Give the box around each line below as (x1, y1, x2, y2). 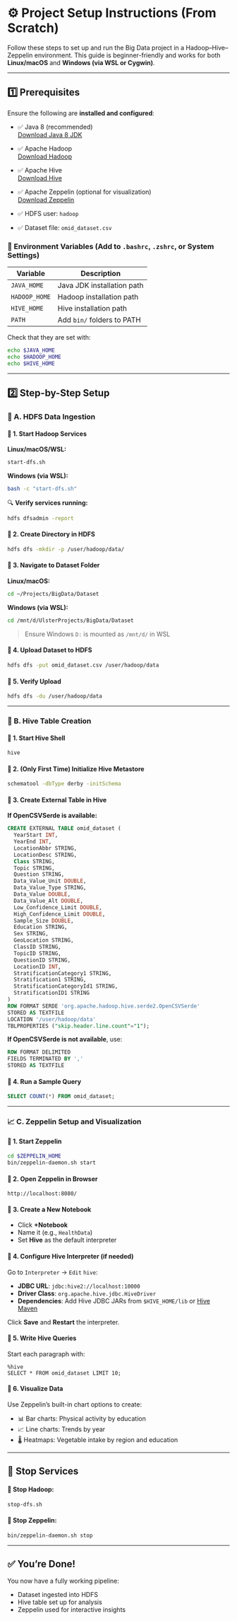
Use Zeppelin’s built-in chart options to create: (7, 1400, 142, 1409)
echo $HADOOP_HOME (7, 353, 61, 360)
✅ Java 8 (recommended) (17, 122, 93, 131)
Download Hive (17, 173, 62, 182)
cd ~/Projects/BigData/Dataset (7, 591, 99, 598)
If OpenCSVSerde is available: (7, 812, 97, 820)
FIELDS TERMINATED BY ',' (7, 1056, 83, 1063)
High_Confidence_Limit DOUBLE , (13, 911, 106, 918)
